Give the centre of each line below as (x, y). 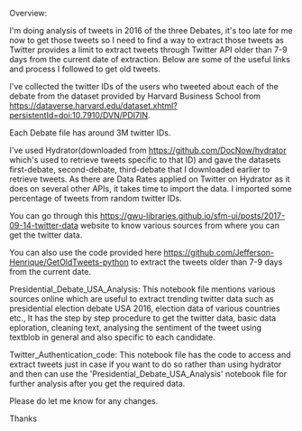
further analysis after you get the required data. (97, 384)
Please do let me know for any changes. (84, 401)
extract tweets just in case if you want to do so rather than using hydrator (146, 364)
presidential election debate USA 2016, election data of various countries (145, 308)
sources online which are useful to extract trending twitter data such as (142, 299)
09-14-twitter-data (44, 225)
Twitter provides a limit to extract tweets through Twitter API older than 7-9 (148, 50)
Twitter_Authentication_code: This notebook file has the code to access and (150, 355)
